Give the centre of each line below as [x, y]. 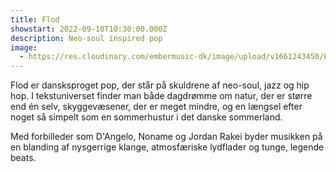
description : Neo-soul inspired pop [86, 38]
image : [24, 47]
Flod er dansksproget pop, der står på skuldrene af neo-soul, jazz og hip [160, 85]
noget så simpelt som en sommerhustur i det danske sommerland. [146, 117]
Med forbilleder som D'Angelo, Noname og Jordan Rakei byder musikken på [166, 137]
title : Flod [35, 19]
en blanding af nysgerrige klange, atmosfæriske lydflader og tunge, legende [167, 147]
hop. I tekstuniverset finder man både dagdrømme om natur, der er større [161, 96]
